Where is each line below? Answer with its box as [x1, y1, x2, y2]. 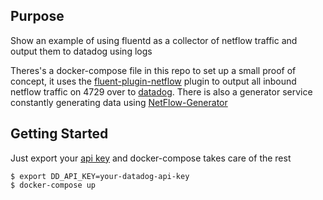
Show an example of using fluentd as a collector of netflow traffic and [10, 34, 298, 46]
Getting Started [10, 125, 109, 143]
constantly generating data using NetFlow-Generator [10, 96, 228, 108]
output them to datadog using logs [10, 45, 153, 57]
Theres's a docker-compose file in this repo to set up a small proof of [10, 64, 297, 76]
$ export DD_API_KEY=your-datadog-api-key [10, 171, 190, 181]
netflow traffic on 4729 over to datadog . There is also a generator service [10, 85, 313, 98]
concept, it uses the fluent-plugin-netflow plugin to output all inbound [10, 75, 297, 87]
